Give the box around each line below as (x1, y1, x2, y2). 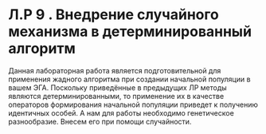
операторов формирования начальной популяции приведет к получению (8, 100, 259, 109)
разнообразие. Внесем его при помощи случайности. (8, 116, 192, 126)
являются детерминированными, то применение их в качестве (8, 91, 225, 100)
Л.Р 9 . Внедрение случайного (8, 6, 219, 24)
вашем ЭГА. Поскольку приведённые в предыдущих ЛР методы (8, 82, 227, 93)
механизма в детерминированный (8, 22, 252, 41)
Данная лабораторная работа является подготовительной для (8, 65, 221, 75)
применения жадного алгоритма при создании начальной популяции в (8, 74, 251, 84)
